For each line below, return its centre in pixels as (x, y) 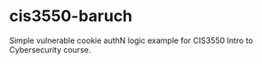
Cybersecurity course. (50, 49)
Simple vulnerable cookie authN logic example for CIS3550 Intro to (131, 40)
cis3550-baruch (71, 16)
